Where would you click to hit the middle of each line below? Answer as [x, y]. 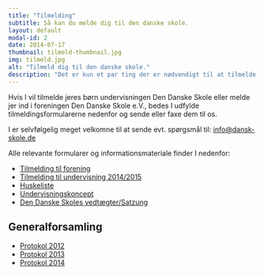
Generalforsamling [55, 227]
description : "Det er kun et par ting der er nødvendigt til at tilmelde [132, 74]
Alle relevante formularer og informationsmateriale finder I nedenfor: [119, 153]
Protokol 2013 [42, 254]
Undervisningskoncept [57, 193]
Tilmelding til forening [55, 168]
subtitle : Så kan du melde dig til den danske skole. [99, 23]
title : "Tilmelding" [42, 15]
